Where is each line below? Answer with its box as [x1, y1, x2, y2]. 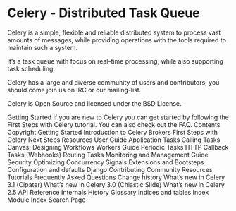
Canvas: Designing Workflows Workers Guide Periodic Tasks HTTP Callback [7, 143, 229, 151]
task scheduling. [7, 64, 55, 73]
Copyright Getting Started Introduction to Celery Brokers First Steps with [7, 128, 218, 136]
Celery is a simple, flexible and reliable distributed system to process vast [7, 28, 221, 37]
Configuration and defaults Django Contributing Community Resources [7, 165, 213, 174]
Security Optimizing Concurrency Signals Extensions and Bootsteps [7, 157, 204, 167]
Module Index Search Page [7, 195, 86, 204]
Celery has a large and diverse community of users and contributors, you [7, 78, 220, 86]
